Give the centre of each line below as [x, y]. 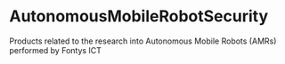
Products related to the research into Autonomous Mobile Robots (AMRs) [143, 41]
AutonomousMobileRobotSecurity [139, 16]
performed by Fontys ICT [56, 50]
